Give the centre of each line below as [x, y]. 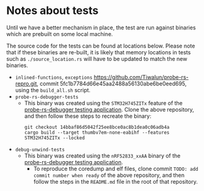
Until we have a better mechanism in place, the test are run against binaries [101, 27]
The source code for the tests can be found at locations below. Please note [101, 46]
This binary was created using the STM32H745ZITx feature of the [104, 103]
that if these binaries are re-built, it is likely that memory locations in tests [99, 52]
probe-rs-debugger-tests [47, 97]
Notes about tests [53, 11]
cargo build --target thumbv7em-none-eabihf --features [97, 132]
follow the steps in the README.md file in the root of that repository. [115, 181]
